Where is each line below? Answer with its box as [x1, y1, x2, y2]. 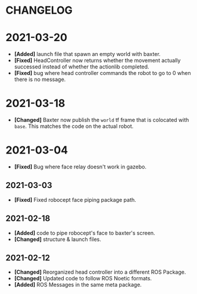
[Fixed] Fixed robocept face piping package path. [14, 196, 136, 203]
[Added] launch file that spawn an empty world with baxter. [14, 51, 161, 58]
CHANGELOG [5, 4, 73, 17]
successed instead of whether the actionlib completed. [14, 63, 149, 70]
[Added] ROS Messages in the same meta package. [14, 281, 142, 289]
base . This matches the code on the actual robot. [14, 123, 134, 130]
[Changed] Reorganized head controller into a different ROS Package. [14, 268, 186, 276]
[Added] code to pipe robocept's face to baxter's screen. [14, 229, 155, 236]
